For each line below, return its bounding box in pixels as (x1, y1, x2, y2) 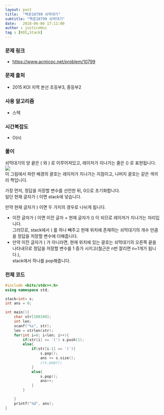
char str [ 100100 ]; (14, 315, 52, 319)
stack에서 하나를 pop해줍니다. (12, 258, 71, 264)
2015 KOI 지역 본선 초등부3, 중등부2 (12, 84, 82, 90)
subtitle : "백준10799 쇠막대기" (5, 16, 65, 21)
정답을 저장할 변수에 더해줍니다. (17, 233, 78, 239)
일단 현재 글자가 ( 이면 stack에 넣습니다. (5, 194, 82, 200)
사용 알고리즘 (5, 97, 34, 104)
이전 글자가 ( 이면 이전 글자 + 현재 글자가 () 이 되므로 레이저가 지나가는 (12, 215, 147, 221)
